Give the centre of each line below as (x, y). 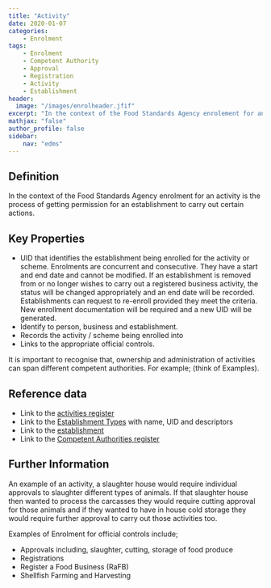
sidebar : (23, 136)
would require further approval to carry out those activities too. (113, 518)
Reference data (48, 393)
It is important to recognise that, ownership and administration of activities (132, 360)
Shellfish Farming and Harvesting (75, 575)
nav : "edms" (43, 144)
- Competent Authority (61, 61)
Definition (33, 176)
